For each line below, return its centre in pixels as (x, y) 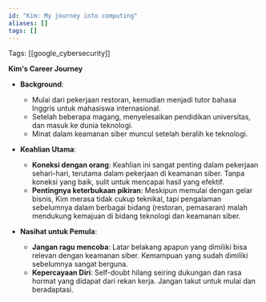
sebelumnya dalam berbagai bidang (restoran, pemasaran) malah (140, 207)
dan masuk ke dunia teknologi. (83, 126)
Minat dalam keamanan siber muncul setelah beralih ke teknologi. (140, 134)
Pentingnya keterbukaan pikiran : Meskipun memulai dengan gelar (142, 191)
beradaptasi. (52, 290)
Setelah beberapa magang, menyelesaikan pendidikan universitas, (141, 117)
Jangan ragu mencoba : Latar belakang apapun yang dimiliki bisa (139, 247)
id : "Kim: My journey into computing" (73, 16)
